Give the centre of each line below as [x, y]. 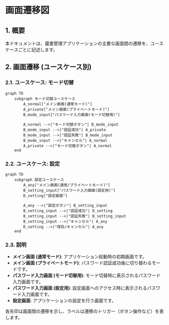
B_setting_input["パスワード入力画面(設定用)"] [69, 190]
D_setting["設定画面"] [46, 196]
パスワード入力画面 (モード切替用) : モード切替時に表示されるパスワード [87, 276]
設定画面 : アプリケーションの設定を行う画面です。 [64, 301]
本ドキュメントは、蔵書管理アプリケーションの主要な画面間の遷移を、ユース [84, 43]
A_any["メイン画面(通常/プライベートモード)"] [67, 185]
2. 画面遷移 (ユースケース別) [49, 67]
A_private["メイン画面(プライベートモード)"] [66, 109]
